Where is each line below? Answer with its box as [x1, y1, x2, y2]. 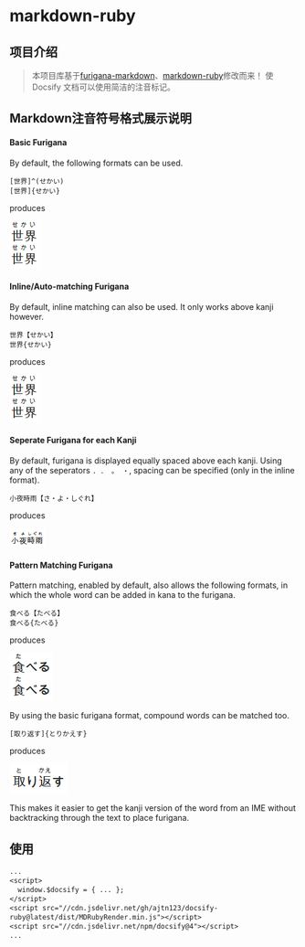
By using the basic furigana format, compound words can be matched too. [9, 710, 290, 721]
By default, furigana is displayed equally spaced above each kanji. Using [9, 455, 283, 466]
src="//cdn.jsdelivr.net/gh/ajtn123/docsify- [42, 904, 219, 913]
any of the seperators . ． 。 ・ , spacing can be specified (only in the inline [9, 465, 295, 475]
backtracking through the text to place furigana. [9, 813, 190, 824]
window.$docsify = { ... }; [17, 886, 125, 895]
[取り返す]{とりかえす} [9, 729, 88, 739]
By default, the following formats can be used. [9, 157, 184, 168]
